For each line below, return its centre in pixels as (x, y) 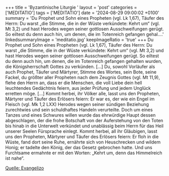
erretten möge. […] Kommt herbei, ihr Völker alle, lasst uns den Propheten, (83, 94)
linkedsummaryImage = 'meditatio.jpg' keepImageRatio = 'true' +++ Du (79, 40)
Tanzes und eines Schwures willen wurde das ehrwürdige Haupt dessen (80, 115)
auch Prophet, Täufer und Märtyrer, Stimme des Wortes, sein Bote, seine (81, 72)
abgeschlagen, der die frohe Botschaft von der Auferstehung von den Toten (84, 120)
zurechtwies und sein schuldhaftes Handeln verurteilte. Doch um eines (79, 110)
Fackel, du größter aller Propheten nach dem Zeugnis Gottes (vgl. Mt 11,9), (83, 77)
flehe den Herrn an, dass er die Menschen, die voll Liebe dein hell (74, 83)
